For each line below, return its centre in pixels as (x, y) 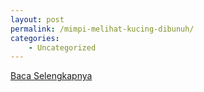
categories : (35, 38)
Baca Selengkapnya (51, 76)
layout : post (37, 19)
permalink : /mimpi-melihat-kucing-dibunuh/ (102, 29)
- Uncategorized (62, 47)
